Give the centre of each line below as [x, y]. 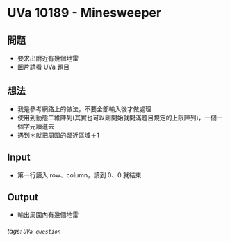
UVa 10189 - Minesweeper [84, 13]
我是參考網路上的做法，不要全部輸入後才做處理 [84, 108]
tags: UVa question [34, 232]
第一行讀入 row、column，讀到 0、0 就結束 [79, 175]
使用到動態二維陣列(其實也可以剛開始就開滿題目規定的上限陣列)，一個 [117, 118]
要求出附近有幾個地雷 [48, 58]
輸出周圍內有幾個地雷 [48, 215]
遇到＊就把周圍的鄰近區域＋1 [58, 135]
